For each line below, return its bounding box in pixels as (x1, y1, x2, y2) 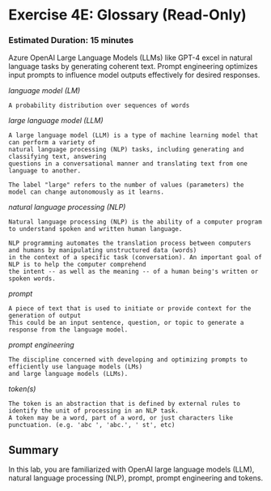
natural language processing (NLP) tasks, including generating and (8, 146, 244, 154)
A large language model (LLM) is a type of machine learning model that (8, 131, 259, 139)
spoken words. (8, 275, 57, 283)
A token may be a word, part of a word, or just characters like (8, 414, 233, 422)
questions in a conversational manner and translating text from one (8, 160, 248, 168)
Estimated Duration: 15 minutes (8, 35, 134, 46)
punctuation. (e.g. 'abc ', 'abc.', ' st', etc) (8, 421, 176, 429)
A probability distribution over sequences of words (8, 101, 190, 110)
